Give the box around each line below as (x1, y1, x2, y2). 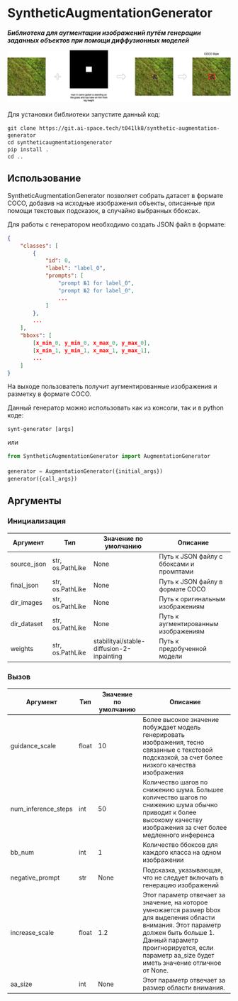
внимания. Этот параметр (142, 921, 222, 929)
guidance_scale (10, 742, 57, 750)
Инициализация (7, 516, 66, 526)
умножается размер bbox (142, 905, 221, 914)
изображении (142, 855, 184, 864)
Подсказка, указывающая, (142, 865, 223, 874)
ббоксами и (159, 559, 195, 569)
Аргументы (7, 495, 62, 507)
